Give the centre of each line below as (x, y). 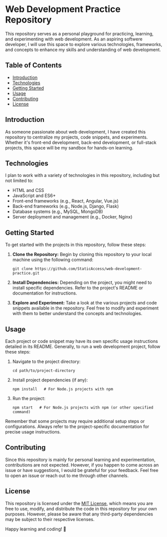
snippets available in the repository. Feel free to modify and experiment (85, 308)
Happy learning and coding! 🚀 (36, 529)
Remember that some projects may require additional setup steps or (75, 421)
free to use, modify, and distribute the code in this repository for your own (81, 508)
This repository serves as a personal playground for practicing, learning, (79, 33)
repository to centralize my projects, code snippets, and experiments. (77, 137)
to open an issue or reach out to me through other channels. (67, 475)
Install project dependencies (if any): (50, 380)
